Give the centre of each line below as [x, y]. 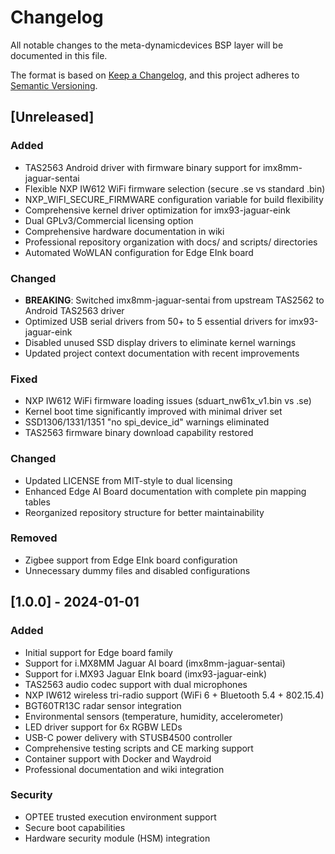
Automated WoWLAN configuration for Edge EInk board [139, 252]
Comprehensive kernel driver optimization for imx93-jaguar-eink [157, 210]
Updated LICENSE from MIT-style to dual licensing [128, 480]
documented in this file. [59, 55]
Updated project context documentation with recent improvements [162, 353]
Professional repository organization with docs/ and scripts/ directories [171, 242]
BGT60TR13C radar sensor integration [103, 705]
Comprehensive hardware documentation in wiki [124, 231]
